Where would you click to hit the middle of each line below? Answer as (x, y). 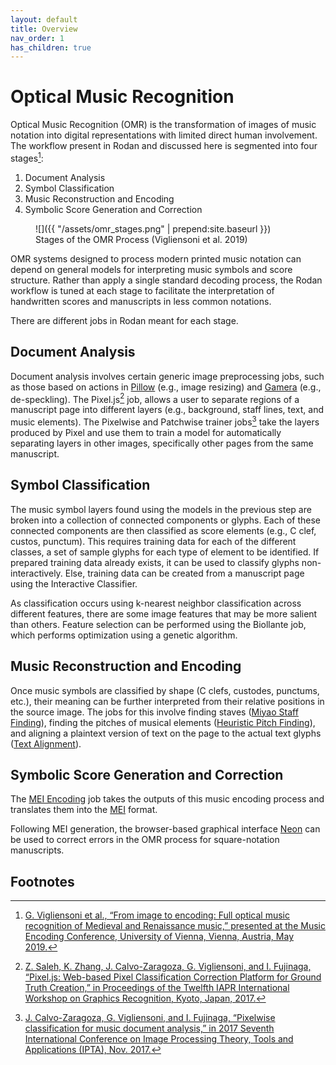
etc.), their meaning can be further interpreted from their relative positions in (167, 701)
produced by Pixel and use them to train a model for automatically (146, 432)
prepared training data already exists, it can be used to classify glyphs (155, 562)
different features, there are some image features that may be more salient (164, 613)
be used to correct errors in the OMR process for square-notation (145, 840)
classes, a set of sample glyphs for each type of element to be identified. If (165, 552)
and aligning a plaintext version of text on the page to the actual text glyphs (166, 733)
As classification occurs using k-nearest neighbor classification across (156, 603)
